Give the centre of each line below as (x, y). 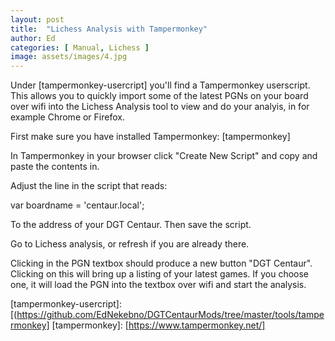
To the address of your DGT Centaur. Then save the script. (131, 225)
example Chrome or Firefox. (67, 117)
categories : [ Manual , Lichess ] (80, 47)
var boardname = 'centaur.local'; (77, 205)
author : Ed (33, 38)
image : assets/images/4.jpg (69, 57)
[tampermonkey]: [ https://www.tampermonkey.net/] (158, 325)
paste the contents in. (55, 167)
